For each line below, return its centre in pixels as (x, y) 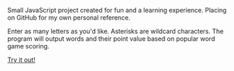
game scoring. (28, 46)
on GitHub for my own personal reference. (69, 18)
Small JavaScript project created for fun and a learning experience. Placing (117, 10)
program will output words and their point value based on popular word (111, 39)
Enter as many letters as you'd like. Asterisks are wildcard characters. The (116, 31)
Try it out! (21, 60)
